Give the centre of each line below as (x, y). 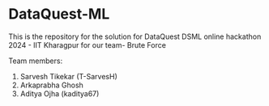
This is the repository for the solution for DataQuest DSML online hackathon (135, 36)
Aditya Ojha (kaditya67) (60, 93)
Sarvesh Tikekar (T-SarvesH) (68, 76)
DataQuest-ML (59, 14)
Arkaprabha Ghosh (51, 85)
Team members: (36, 61)
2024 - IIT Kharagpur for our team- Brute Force (87, 45)
